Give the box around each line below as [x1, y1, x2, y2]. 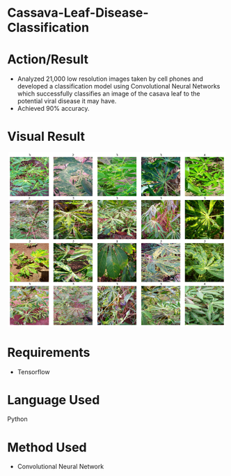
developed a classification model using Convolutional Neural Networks [17, 82, 221, 91]
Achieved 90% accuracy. [17, 105, 90, 113]
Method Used [7, 439, 87, 455]
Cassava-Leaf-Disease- [7, 5, 149, 21]
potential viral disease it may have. [17, 97, 117, 105]
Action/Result [7, 52, 89, 68]
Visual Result [7, 129, 86, 144]
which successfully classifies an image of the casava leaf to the [17, 89, 200, 98]
